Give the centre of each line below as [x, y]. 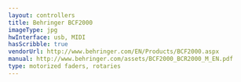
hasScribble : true [38, 45]
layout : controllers [42, 15]
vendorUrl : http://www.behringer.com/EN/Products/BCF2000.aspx [114, 52]
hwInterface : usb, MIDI [47, 37]
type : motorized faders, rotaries [65, 66]
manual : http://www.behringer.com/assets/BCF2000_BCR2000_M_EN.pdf [121, 59]
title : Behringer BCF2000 [50, 23]
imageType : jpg [33, 30]
